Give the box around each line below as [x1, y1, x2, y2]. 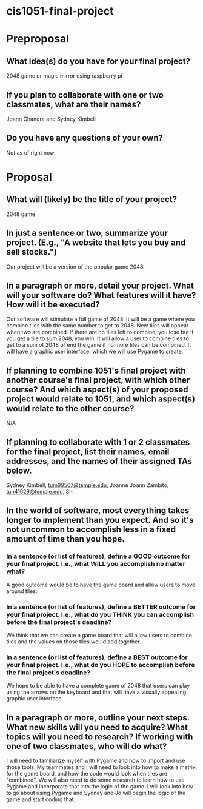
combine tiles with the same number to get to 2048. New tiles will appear [6, 322, 189, 329]
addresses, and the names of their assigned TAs [6, 456, 193, 466]
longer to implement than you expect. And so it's [6, 515, 194, 525]
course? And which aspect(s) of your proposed [6, 384, 188, 395]
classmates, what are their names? [6, 99, 141, 110]
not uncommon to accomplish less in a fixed [6, 525, 176, 535]
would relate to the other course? [6, 403, 135, 414]
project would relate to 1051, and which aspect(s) [6, 394, 196, 404]
